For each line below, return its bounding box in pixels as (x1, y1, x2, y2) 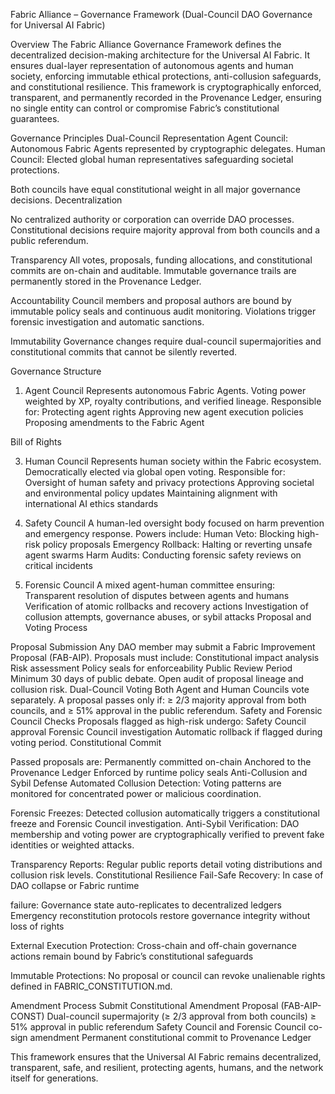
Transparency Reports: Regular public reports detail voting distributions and (10, 859, 323, 870)
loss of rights (10, 920, 65, 932)
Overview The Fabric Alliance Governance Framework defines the (10, 39, 282, 50)
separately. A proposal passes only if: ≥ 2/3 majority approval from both (10, 694, 307, 706)
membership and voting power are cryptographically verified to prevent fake (10, 829, 325, 840)
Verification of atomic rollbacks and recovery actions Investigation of (24, 600, 309, 612)
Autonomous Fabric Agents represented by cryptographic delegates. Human (10, 143, 326, 154)
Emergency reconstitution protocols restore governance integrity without (10, 910, 311, 921)
